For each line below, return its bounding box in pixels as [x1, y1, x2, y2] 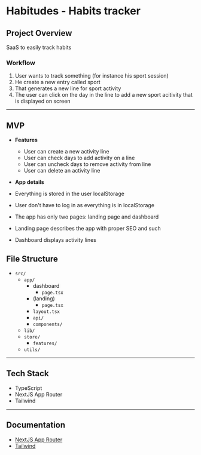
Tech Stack [6, 368, 49, 379]
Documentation [6, 420, 66, 431]
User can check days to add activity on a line [23, 154, 135, 162]
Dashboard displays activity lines [14, 236, 97, 244]
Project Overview [6, 28, 72, 38]
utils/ [23, 346, 41, 353]
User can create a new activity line [23, 148, 109, 155]
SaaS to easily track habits [6, 44, 72, 51]
